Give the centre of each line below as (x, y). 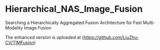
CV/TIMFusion (20, 42)
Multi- (149, 23)
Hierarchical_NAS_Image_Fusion (74, 9)
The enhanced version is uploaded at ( (45, 37)
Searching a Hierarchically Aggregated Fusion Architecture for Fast (74, 23)
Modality (14, 27)
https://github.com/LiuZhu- (111, 37)
